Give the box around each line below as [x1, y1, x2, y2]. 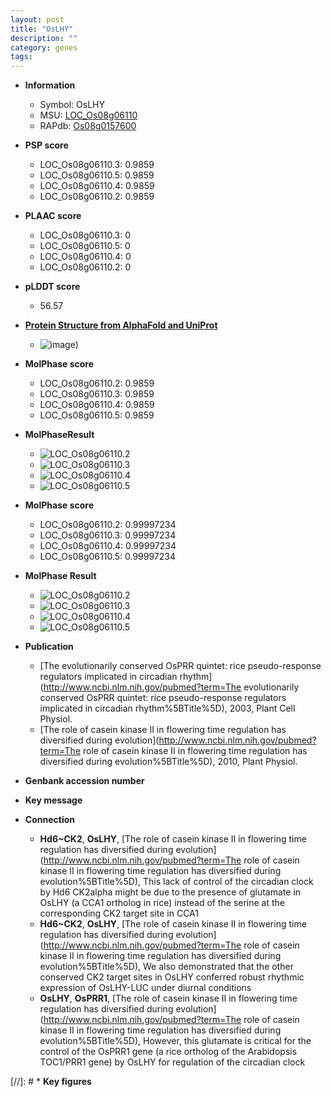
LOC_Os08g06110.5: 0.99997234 [39, 551, 177, 563]
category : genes [10, 42, 78, 53]
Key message [24, 794, 83, 806]
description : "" [10, 33, 78, 43]
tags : [10, 52, 33, 62]
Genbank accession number [24, 775, 145, 787]
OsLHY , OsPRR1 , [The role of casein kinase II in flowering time [39, 992, 298, 1005]
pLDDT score [24, 281, 81, 293]
